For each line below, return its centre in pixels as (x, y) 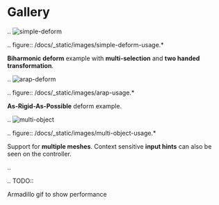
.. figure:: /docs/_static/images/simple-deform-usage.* (86, 44)
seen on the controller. (39, 154)
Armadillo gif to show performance (57, 194)
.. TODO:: (21, 181)
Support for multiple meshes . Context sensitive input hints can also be (109, 146)
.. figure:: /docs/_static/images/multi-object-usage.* (82, 133)
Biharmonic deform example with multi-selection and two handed (104, 58)
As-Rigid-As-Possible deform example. (65, 106)
